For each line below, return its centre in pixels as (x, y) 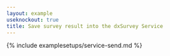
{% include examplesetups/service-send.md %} (74, 46)
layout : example (29, 13)
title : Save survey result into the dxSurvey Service (85, 26)
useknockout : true (33, 20)
